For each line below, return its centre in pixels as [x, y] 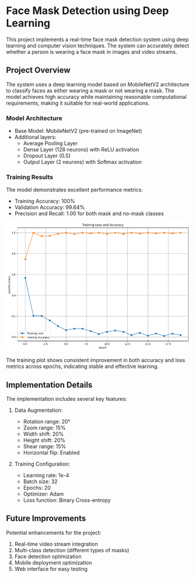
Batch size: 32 [40, 481]
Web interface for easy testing [51, 569]
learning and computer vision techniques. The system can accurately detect [98, 46]
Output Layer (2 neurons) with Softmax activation [82, 162]
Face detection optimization [48, 556]
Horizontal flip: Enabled [51, 453]
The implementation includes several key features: [67, 399]
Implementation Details [49, 385]
